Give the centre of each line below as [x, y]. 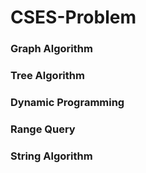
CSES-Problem [73, 17]
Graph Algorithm [51, 49]
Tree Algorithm [47, 76]
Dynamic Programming [67, 102]
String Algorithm [51, 156]
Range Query [43, 129]
